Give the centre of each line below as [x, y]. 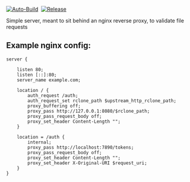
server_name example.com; [49, 80]
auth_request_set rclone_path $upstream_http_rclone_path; [102, 101]
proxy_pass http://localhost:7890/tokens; [81, 147]
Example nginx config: [48, 45]
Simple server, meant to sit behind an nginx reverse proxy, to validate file [95, 20]
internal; [39, 142]
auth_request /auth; [53, 95]
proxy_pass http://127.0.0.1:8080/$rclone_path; [89, 111]
